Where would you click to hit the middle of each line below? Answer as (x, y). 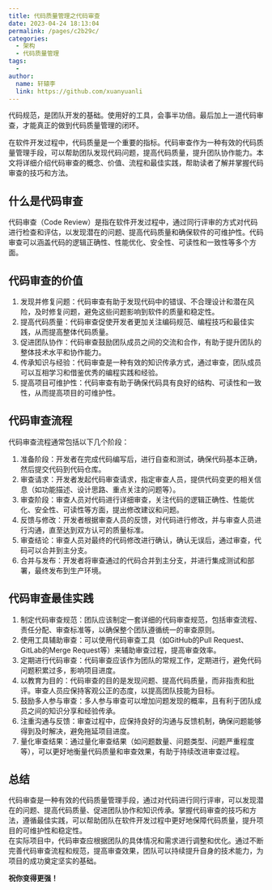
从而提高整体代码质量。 (74, 332)
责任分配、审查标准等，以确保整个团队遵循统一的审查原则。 (119, 630)
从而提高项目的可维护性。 (77, 393)
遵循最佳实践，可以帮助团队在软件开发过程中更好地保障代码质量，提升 (139, 820)
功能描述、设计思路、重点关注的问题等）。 (111, 489)
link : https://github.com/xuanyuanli (79, 91)
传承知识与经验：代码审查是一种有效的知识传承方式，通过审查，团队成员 (140, 362)
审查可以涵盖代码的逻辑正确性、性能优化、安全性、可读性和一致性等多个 (129, 242)
